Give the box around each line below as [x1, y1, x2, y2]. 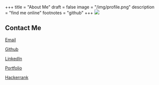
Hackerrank [5, 74, 29, 80]
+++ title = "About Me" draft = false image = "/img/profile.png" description [5, 4, 155, 10]
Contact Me [5, 24, 41, 32]
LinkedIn [5, 55, 22, 61]
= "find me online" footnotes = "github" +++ [5, 10, 93, 16]
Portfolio [5, 65, 22, 71]
